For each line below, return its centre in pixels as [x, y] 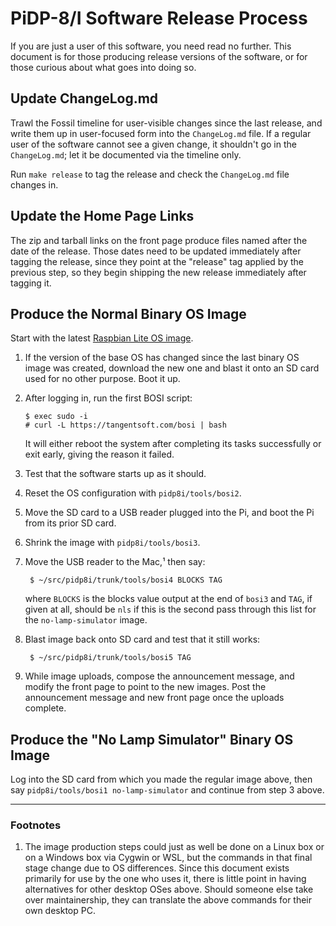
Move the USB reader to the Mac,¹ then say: [115, 562]
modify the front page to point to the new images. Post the [145, 687]
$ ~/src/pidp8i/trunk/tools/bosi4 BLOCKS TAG [126, 580]
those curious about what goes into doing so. [103, 67]
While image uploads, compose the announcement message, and [159, 676]
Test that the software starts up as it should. [115, 474]
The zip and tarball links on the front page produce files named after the [159, 240]
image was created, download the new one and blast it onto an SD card [172, 368]
